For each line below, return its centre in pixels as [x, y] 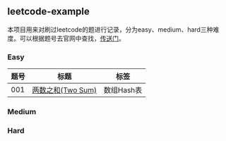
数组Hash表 [123, 90]
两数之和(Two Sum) [65, 90]
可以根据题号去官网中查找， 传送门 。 [72, 38]
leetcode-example [49, 12]
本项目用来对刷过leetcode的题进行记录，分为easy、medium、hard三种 [110, 29]
